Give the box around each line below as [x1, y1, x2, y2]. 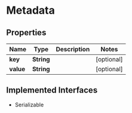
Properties [6, 28, 47, 38]
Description [56, 45, 90, 53]
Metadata [6, 4, 55, 17]
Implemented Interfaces [6, 85, 98, 96]
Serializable [14, 101, 44, 108]
